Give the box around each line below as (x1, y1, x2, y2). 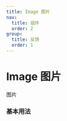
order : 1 (11, 43, 33, 49)
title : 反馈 (11, 37, 40, 43)
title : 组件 (11, 20, 40, 26)
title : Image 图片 (6, 8, 50, 15)
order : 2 (11, 25, 33, 32)
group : (6, 31, 23, 37)
